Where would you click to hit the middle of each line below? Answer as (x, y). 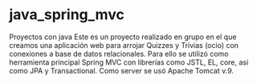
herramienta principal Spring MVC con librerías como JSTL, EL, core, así (129, 62)
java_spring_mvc (67, 15)
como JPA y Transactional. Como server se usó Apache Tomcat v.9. (122, 70)
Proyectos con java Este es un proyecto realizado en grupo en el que (123, 37)
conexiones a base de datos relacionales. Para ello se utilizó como (119, 53)
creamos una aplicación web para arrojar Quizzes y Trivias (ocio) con (124, 45)
